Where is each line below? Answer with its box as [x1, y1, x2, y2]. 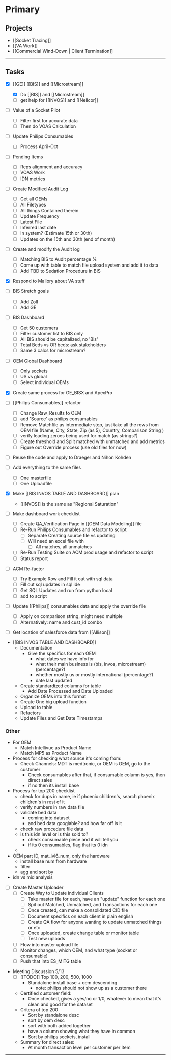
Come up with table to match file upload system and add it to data [20, 262, 159, 268]
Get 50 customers [20, 325, 59, 331]
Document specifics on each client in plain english [27, 913, 133, 919]
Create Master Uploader [12, 884, 64, 891]
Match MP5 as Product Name [20, 750, 82, 756]
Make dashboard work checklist [12, 511, 80, 517]
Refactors [20, 710, 41, 716]
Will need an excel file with [27, 538, 84, 544]
